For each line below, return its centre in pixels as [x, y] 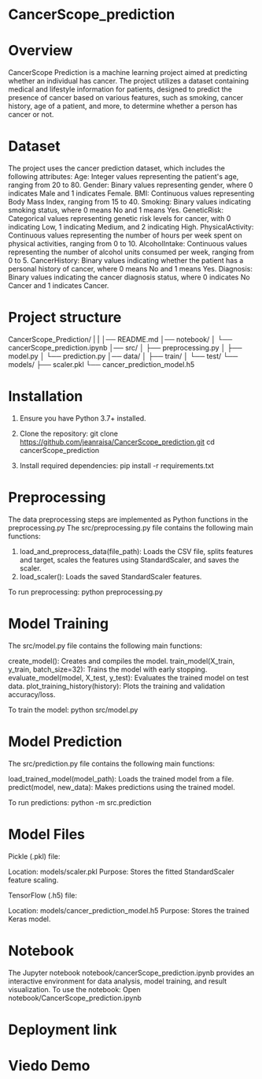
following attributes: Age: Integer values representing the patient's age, [124, 177]
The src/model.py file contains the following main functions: [105, 646]
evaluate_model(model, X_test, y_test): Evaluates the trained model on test [129, 677]
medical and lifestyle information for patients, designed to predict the [120, 89]
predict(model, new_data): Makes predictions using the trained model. [122, 787]
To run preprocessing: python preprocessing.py [85, 592]
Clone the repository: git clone [68, 433]
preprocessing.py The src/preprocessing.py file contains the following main [131, 527]
